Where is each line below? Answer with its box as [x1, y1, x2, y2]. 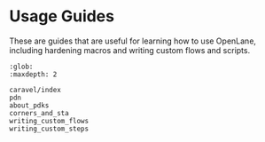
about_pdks [9, 100, 50, 110]
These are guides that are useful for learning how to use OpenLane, [9, 35, 257, 46]
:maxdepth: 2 [9, 69, 58, 79]
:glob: [9, 62, 34, 71]
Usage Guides [9, 6, 115, 27]
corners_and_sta [9, 108, 69, 117]
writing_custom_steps [9, 124, 90, 133]
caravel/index [9, 85, 62, 94]
